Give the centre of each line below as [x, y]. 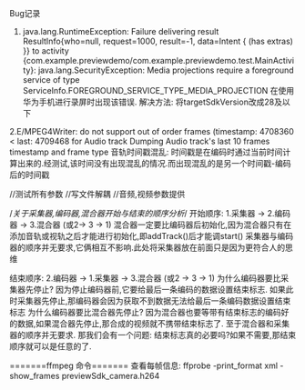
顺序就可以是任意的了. [51, 346]
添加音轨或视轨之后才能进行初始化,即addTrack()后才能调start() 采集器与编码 [152, 236]
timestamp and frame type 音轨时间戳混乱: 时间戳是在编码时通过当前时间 [146, 152]
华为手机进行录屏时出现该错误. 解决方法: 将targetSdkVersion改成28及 [152, 102]
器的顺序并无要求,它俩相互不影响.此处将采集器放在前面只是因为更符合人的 [147, 247]
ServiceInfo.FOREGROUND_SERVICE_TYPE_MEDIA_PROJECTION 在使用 [158, 90]
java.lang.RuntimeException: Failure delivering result [121, 31]
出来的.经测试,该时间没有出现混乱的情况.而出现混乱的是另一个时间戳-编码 [154, 163]
